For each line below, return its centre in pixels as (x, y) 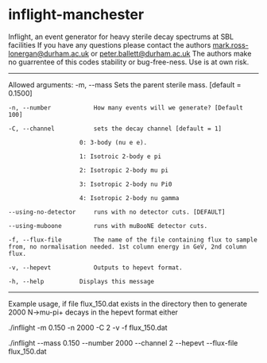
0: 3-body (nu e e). (113, 142)
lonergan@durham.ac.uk (49, 53)
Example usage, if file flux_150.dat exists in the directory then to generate (128, 303)
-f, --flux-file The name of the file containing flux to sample (133, 240)
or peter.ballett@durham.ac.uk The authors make (171, 53)
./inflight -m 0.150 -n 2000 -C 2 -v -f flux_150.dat (88, 327)
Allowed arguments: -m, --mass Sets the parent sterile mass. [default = (125, 84)
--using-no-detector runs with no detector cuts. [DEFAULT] (117, 212)
